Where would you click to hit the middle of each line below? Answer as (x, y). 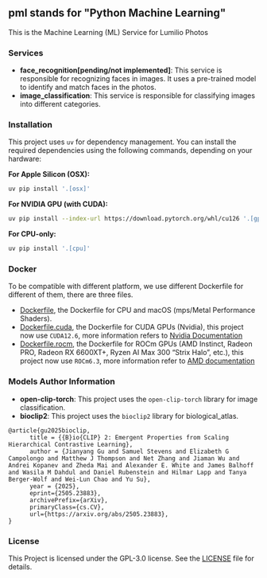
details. (20, 566)
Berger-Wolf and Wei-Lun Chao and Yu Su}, (79, 479)
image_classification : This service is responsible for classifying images (137, 96)
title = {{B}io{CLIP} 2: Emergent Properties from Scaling (129, 437)
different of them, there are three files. (71, 295)
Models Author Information (62, 381)
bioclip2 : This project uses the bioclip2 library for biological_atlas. (129, 416)
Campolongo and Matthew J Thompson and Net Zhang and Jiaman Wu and (124, 458)
